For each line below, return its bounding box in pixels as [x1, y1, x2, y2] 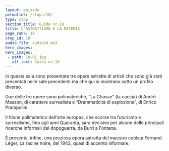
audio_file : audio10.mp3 [5, 41, 58, 46]
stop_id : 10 [5, 36, 30, 41]
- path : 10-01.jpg [7, 54, 46, 60]
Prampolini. [5, 104, 29, 110]
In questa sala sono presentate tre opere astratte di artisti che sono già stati [5, 73, 162, 79]
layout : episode [5, 7, 39, 13]
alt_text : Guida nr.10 [12, 59, 60, 64]
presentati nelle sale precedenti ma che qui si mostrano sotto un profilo [5, 79, 153, 85]
